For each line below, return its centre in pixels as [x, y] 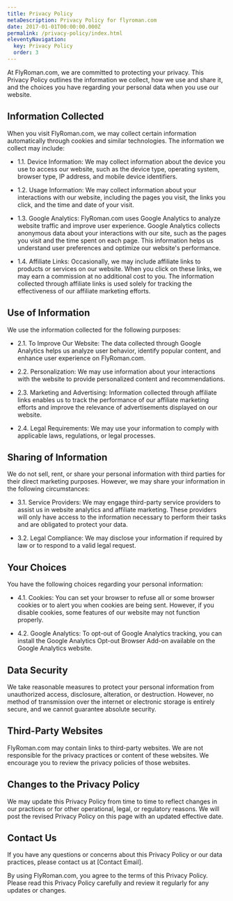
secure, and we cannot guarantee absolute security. [82, 709]
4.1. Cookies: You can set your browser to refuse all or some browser [116, 598]
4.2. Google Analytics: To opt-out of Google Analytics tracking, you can [120, 633]
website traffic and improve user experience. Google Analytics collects [119, 225]
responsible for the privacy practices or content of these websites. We [108, 755]
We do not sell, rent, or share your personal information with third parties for [116, 474]
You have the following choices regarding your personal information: [105, 584]
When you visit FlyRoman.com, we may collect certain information [102, 133]
